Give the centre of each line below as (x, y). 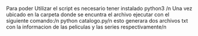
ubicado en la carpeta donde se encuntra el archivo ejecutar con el (88, 15)
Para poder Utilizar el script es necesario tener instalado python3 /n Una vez (99, 8)
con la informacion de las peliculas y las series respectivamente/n (86, 27)
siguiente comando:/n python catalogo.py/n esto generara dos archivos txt (97, 21)
